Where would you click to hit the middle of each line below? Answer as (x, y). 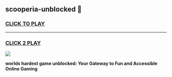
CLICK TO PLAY (25, 24)
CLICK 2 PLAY (23, 43)
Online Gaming (21, 68)
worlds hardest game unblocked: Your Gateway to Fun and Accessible (81, 63)
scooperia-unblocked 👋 (44, 9)
